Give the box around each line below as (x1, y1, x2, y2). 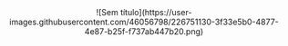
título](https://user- (119, 7, 192, 17)
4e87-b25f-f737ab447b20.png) (84, 26, 204, 37)
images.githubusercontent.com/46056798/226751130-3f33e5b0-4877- (8, 16, 280, 27)
